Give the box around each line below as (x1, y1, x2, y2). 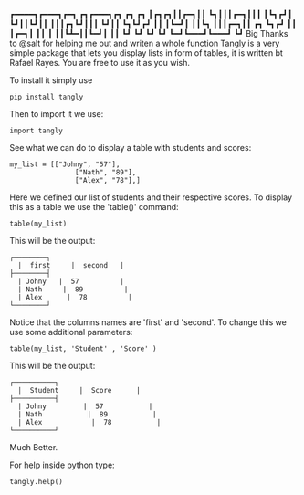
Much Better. (9, 442, 58, 452)
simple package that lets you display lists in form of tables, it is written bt (9, 47, 283, 58)
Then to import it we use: (9, 109, 104, 119)
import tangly (9, 126, 64, 135)
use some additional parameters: (9, 327, 133, 337)
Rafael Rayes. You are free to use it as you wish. (9, 58, 190, 68)
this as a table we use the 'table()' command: (9, 202, 180, 212)
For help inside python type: (9, 459, 116, 470)
